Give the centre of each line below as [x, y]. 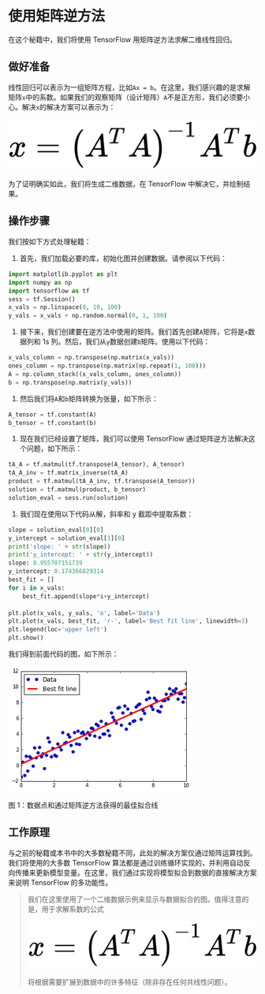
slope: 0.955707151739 [45, 563]
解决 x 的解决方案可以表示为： [69, 106]
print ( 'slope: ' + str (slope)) [60, 546]
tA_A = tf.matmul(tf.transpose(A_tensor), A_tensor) [97, 465]
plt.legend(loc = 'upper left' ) [58, 630]
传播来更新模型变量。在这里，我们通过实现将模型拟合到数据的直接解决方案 [136, 873]
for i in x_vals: [37, 588]
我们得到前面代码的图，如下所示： [63, 654]
